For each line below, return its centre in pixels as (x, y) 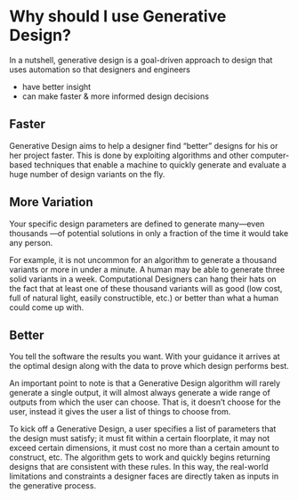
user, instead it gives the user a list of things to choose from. (120, 412)
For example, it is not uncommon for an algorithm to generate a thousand (143, 259)
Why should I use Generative (118, 16)
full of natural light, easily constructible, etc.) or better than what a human (144, 298)
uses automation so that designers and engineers (100, 70)
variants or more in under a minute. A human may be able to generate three (147, 269)
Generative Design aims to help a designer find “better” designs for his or (144, 145)
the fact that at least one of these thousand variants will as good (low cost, (146, 288)
